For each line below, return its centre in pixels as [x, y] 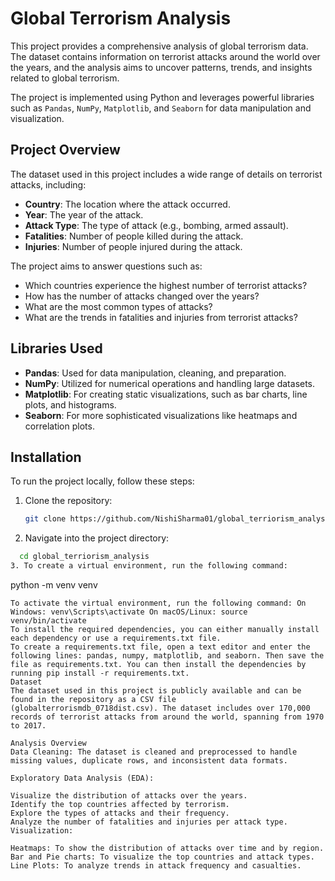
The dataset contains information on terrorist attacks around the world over [165, 56]
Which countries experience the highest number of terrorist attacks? [166, 285]
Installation [46, 457]
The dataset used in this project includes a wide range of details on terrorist [166, 174]
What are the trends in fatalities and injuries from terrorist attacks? [161, 317]
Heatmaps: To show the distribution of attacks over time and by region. [167, 848]
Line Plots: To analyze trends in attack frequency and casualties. [156, 866]
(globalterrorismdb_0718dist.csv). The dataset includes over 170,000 [160, 708]
